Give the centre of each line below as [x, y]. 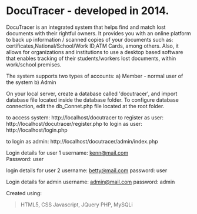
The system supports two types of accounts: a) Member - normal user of [95, 76]
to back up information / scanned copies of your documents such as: [90, 39]
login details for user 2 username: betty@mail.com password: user [87, 170]
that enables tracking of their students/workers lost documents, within [91, 58]
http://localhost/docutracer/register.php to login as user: [74, 123]
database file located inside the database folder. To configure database [93, 100]
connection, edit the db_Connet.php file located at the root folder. [85, 106]
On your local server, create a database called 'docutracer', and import [92, 93]
